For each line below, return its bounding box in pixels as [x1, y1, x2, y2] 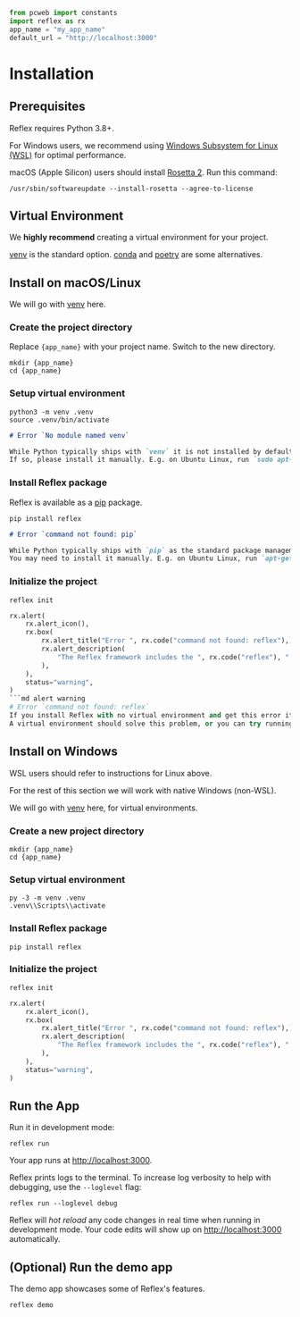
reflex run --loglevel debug [9, 1199, 118, 1208]
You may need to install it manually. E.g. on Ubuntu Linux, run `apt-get [9, 554, 294, 563]
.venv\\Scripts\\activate [9, 902, 105, 910]
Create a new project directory [9, 825, 145, 837]
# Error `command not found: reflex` [9, 702, 150, 712]
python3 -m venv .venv [9, 407, 94, 416]
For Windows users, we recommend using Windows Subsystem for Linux [9, 139, 279, 151]
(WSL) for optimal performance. [9, 149, 127, 160]
